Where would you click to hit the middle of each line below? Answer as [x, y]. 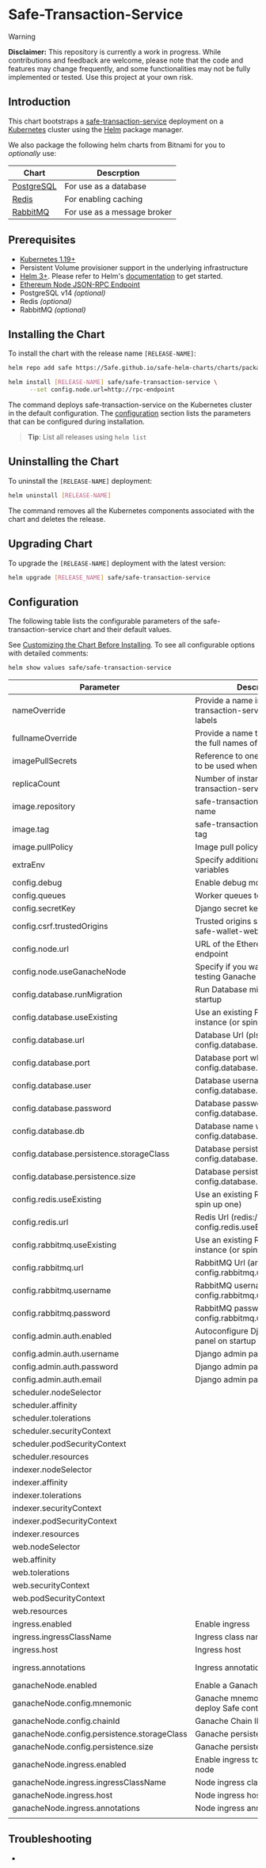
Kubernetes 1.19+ [47, 259]
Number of [215, 779]
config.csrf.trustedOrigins [60, 926]
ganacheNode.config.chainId [66, 1722]
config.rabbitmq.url [48, 1268]
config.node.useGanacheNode [69, 972]
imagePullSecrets [45, 761]
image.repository [44, 807]
